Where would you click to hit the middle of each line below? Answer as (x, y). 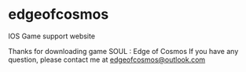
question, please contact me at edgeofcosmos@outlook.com (107, 59)
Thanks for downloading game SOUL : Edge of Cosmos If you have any (123, 51)
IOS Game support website (52, 36)
